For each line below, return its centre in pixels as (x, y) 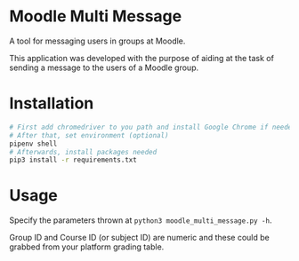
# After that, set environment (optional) (89, 135)
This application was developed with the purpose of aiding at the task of (141, 58)
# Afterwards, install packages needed (83, 152)
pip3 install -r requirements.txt (73, 160)
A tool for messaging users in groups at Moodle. (97, 41)
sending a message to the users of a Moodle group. (104, 67)
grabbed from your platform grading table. (87, 247)
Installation (52, 103)
